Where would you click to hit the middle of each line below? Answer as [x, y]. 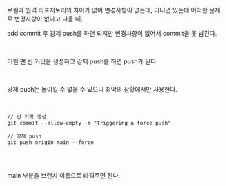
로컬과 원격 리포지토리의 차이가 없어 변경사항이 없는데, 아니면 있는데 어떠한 [108, 10]
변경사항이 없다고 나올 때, [48, 19]
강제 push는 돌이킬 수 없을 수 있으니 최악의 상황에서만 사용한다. [92, 89]
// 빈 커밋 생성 [27, 117]
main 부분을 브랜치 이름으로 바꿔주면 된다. [64, 175]
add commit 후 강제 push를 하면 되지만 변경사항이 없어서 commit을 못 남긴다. [112, 33]
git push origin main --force [51, 143]
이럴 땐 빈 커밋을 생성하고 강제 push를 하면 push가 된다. [83, 61]
